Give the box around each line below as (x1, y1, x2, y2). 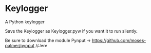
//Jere (36, 42, 48, 48)
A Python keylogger (5, 19, 45, 25)
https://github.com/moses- (92, 37, 146, 43)
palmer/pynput (5, 42, 35, 48)
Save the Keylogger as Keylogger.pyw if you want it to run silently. (5, 28, 138, 34)
